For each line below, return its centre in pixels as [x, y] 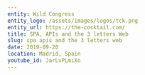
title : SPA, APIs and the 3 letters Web [68, 34]
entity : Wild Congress [41, 14]
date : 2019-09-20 [33, 47]
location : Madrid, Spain [44, 54]
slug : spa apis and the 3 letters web [65, 41]
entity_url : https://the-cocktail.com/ [66, 27]
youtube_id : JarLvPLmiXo [44, 61]
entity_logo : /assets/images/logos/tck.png [73, 21]
